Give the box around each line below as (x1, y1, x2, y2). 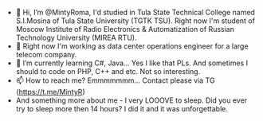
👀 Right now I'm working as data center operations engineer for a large (15, 41, 249, 51)
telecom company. (15, 50, 77, 59)
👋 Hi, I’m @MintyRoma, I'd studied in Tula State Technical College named (15, 8, 255, 17)
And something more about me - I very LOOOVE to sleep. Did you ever (15, 96, 248, 105)
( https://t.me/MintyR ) (15, 88, 85, 96)
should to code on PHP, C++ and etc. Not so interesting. (15, 67, 201, 76)
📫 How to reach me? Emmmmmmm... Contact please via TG (15, 76, 215, 85)
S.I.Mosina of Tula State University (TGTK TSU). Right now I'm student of (15, 16, 255, 25)
